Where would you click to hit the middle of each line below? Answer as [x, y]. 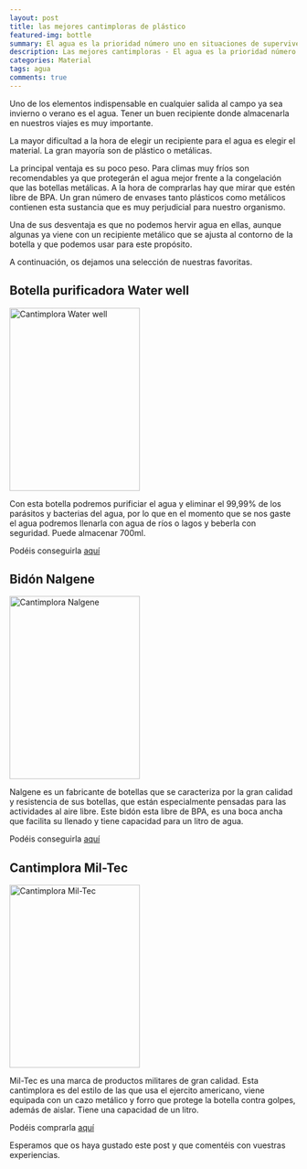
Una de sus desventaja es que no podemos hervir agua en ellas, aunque [145, 224]
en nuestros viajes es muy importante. [81, 123]
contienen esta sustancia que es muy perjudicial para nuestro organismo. [148, 207]
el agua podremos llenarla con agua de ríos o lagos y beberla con [133, 523]
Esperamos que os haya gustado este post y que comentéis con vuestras [148, 1145]
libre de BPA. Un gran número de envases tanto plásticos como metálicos [148, 197]
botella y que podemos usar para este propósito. [101, 244]
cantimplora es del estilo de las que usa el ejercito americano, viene [137, 1090]
